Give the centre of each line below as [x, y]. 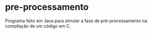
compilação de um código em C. [38, 26]
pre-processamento [47, 7]
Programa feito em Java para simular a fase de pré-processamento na [76, 21]
